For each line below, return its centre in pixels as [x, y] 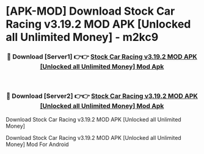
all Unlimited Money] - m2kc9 [82, 37]
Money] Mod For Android [37, 144]
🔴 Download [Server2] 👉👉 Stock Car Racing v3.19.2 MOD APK [102, 96]
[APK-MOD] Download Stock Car [90, 11]
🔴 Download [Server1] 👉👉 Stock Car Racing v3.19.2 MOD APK [102, 57]
